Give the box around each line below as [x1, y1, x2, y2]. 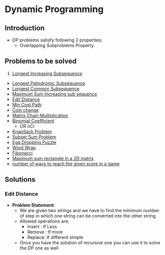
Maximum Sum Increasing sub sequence [12, 91, 97, 97]
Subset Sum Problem [12, 134, 56, 140]
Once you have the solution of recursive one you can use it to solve [19, 239, 160, 245]
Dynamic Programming [5, 4, 104, 15]
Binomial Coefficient [12, 118, 55, 124]
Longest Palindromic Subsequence [12, 80, 86, 86]
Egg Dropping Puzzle [12, 139, 57, 145]
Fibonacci [12, 150, 33, 156]
